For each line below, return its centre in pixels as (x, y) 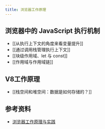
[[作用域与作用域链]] (33, 62)
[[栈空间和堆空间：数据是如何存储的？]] (52, 92)
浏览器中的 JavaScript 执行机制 (53, 31)
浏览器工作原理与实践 (34, 122)
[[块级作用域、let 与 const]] (40, 56)
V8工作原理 (23, 79)
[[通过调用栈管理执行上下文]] (41, 50)
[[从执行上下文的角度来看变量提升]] (48, 44)
